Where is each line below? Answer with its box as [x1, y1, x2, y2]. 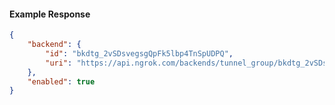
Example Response [9, 8, 91, 20]
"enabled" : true [27, 76, 96, 87]
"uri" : [45, 58, 73, 68]
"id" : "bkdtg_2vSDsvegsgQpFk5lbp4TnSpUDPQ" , [45, 48, 234, 59]
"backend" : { [27, 40, 82, 50]
